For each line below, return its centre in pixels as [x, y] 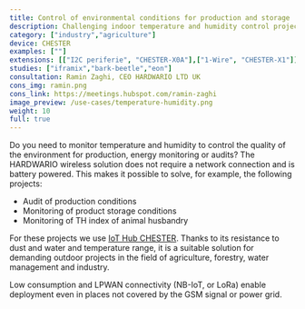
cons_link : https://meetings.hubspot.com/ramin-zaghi [113, 94]
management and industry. [60, 267]
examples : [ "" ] [38, 52]
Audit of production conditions [79, 202]
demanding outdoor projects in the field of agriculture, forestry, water [139, 258]
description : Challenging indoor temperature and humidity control [140, 26]
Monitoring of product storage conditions [99, 211]
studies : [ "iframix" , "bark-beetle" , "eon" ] [91, 69]
